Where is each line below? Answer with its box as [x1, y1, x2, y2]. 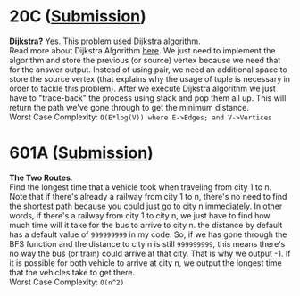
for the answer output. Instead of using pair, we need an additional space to [9, 64, 287, 75]
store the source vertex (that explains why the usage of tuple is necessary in [9, 73, 291, 84]
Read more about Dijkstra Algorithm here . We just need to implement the [9, 45, 276, 55]
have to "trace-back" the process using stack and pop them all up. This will [9, 92, 287, 103]
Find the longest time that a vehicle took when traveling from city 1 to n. [9, 181, 272, 193]
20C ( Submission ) [9, 6, 147, 27]
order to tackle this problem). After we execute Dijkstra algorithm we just [9, 83, 277, 94]
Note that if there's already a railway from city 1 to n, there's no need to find [9, 191, 287, 201]
